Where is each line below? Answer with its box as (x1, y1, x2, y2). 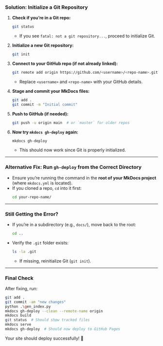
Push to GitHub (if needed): (12, 111, 69, 116)
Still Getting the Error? (5, 211, 59, 217)
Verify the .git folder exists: (12, 240, 69, 246)
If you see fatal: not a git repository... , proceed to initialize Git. (19, 33, 155, 39)
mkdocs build (5, 313, 32, 318)
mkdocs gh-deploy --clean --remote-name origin (5, 309, 103, 313)
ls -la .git (12, 249, 36, 254)
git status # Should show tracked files (5, 317, 90, 323)
